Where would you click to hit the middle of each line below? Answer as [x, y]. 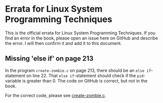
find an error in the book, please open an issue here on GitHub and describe [81, 38]
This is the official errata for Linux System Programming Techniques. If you [80, 33]
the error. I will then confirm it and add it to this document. [63, 43]
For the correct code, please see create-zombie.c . [56, 95]
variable [13, 81]
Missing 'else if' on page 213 [49, 59]
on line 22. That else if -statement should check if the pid [85, 75]
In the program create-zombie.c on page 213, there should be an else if [78, 70]
